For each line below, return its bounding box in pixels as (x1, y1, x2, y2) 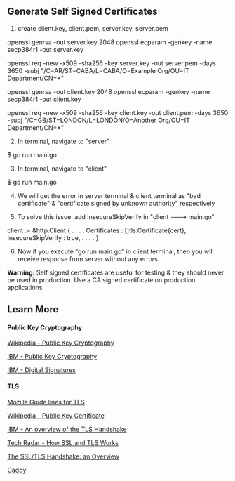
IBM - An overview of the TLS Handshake (7, 425, 128, 433)
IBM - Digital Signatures (7, 366, 76, 374)
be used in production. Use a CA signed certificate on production (7, 275, 196, 284)
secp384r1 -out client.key (7, 95, 81, 103)
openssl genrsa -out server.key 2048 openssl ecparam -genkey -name (7, 38, 213, 46)
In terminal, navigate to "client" (17, 164, 107, 173)
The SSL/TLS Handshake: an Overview (7, 452, 120, 461)
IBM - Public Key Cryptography (7, 352, 98, 361)
